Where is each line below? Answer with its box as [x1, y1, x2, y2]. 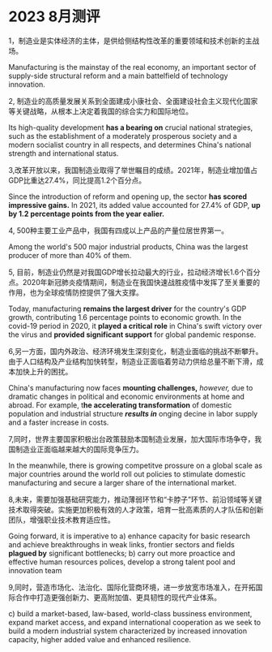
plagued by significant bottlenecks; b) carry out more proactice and [8, 548, 236, 558]
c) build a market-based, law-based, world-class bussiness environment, [8, 608, 253, 618]
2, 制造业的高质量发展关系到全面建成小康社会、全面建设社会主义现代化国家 [8, 96, 258, 106]
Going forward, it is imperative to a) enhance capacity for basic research [8, 531, 251, 541]
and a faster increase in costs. [8, 417, 109, 427]
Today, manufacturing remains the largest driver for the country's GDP [8, 304, 247, 313]
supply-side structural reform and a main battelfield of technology [8, 71, 228, 80]
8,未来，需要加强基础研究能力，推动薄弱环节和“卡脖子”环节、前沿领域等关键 [8, 494, 262, 504]
